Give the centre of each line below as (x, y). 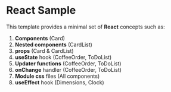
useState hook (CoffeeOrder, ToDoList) (63, 57)
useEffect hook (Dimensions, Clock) (59, 82)
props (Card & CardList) (44, 50)
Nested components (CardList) (53, 45)
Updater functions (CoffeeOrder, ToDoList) (68, 64)
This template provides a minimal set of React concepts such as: (85, 27)
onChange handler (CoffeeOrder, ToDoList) (68, 69)
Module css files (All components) (57, 76)
